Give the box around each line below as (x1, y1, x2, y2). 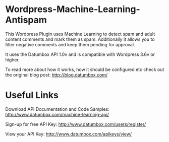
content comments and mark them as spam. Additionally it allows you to (5, 36, 155, 42)
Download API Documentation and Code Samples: (5, 106, 109, 112)
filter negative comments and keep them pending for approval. (5, 41, 135, 47)
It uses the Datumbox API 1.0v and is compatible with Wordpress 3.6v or (5, 51, 155, 57)
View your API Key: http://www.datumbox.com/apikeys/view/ (5, 131, 132, 137)
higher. (5, 56, 20, 62)
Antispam (5, 14, 47, 26)
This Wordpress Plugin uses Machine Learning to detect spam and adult (5, 31, 155, 37)
